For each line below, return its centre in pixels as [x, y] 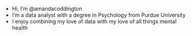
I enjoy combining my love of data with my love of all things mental [94, 21]
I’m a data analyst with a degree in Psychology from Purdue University [99, 15]
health [20, 28]
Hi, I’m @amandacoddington [47, 9]
